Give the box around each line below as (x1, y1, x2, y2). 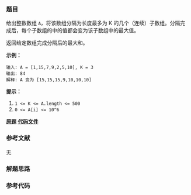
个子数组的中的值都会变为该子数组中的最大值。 (26, 27, 139, 34)
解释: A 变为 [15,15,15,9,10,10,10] (6, 77, 92, 83)
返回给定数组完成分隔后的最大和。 (6, 39, 88, 46)
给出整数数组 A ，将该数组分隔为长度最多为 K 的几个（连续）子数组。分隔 (6, 19, 180, 27)
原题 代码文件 (6, 118, 39, 125)
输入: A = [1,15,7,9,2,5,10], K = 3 (6, 64, 93, 71)
